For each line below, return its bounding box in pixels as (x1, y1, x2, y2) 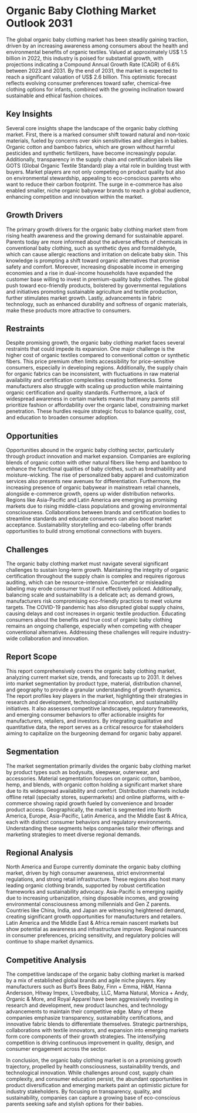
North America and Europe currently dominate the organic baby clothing (6, 863, 181, 870)
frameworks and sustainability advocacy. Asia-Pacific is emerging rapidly (6, 888, 184, 895)
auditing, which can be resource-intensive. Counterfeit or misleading (6, 579, 172, 586)
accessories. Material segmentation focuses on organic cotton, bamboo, (6, 775, 182, 782)
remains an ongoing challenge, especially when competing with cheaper (6, 623, 181, 629)
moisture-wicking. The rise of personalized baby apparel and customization (6, 471, 189, 479)
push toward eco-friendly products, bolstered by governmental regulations (6, 281, 187, 289)
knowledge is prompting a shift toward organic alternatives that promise (6, 257, 180, 264)
